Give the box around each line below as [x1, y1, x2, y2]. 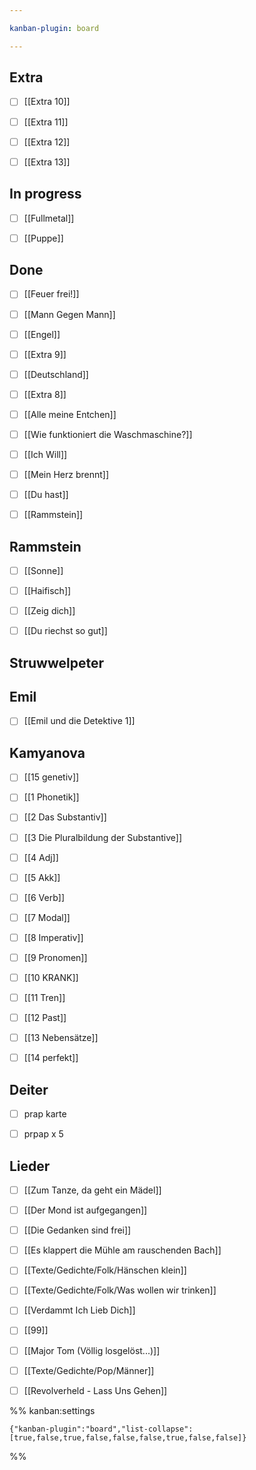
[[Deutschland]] [23, 368, 89, 380]
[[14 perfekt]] [23, 1052, 79, 1064]
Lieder [9, 1157, 51, 1175]
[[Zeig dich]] [23, 605, 76, 617]
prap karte [23, 1108, 67, 1120]
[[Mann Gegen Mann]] [23, 308, 116, 320]
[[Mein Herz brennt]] [23, 469, 110, 480]
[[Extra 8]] [23, 388, 67, 400]
